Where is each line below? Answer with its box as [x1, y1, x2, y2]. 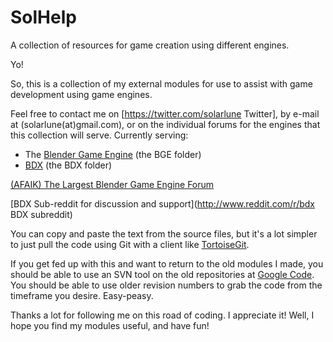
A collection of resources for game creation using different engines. [10, 39, 290, 51]
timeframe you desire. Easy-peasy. [10, 289, 154, 301]
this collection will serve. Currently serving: [10, 129, 189, 141]
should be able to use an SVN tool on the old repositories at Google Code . [10, 268, 315, 280]
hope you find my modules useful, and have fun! [10, 319, 210, 331]
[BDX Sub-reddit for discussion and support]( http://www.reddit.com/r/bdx [10, 197, 315, 210]
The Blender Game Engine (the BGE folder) [24, 148, 202, 160]
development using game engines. [10, 88, 153, 100]
